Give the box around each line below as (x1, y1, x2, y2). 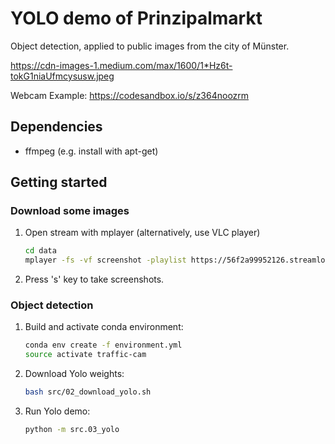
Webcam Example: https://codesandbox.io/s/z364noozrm (10, 89, 250, 101)
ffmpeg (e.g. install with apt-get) (24, 145, 159, 157)
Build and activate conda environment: (24, 321, 184, 333)
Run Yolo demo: (24, 405, 91, 417)
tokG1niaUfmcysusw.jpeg (10, 70, 115, 82)
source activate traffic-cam (24, 350, 147, 360)
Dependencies (10, 118, 103, 136)
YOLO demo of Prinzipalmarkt (10, 7, 263, 30)
